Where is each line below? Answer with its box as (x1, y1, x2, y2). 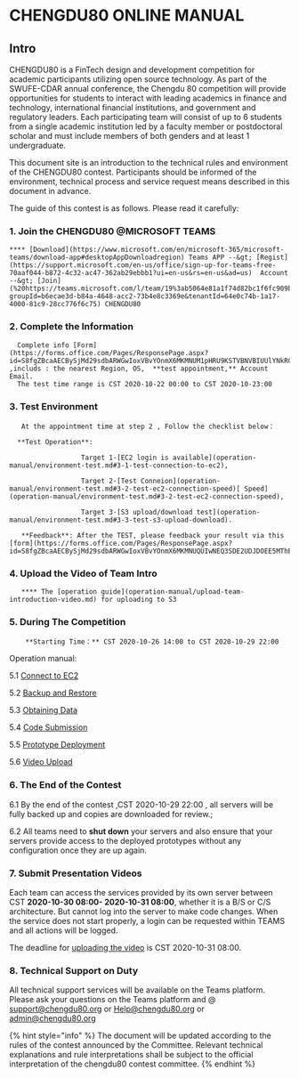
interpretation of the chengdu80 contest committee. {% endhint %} (9, 1058, 256, 1069)
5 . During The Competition (9, 616, 126, 628)
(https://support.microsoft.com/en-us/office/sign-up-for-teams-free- (9, 261, 277, 270)
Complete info (17, 340, 69, 350)
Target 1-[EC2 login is (80, 453, 169, 462)
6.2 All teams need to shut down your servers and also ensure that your (9, 825, 273, 837)
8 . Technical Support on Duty (9, 965, 139, 977)
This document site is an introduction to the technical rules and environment (9, 158, 288, 167)
